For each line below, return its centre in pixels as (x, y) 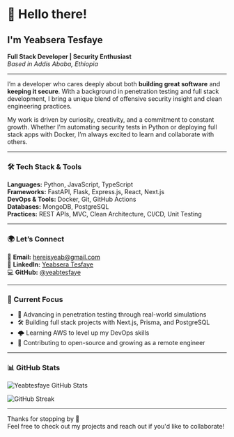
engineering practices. (39, 106)
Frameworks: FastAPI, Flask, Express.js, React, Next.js (86, 192)
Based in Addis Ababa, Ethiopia (53, 64)
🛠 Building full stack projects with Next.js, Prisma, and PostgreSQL (114, 322)
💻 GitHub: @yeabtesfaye (44, 272)
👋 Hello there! (47, 14)
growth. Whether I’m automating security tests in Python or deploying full (112, 127)
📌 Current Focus (35, 299)
